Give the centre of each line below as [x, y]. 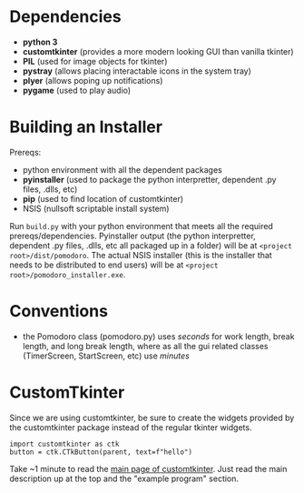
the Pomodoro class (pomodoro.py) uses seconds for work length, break [158, 336]
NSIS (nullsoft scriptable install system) [96, 208]
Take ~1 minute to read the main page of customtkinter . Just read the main [148, 468]
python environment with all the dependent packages [122, 169]
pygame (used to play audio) [77, 90]
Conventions [59, 312]
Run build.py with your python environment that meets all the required [142, 226]
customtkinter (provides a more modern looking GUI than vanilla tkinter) [158, 51]
